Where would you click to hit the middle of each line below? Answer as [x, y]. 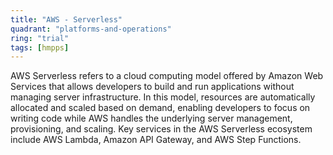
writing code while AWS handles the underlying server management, [151, 118]
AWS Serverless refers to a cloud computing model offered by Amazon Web [167, 76]
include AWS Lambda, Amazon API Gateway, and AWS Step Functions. [156, 140]
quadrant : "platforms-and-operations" [91, 29]
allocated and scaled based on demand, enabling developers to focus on [160, 108]
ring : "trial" [40, 38]
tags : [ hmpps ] [40, 47]
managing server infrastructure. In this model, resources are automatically [163, 97]
